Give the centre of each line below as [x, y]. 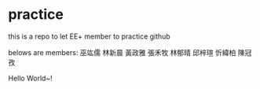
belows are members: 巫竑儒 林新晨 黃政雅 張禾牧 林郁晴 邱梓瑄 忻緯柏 [122, 52]
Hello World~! [30, 78]
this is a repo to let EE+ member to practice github [89, 36]
